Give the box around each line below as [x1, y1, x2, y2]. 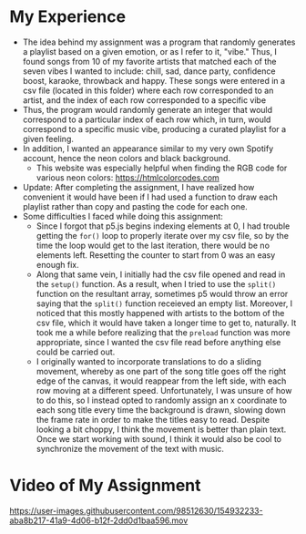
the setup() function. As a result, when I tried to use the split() [36, 278, 277, 289]
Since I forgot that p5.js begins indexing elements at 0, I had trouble [36, 221, 291, 231]
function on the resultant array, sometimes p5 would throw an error [36, 288, 289, 299]
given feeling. [22, 133, 75, 144]
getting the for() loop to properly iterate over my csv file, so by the [36, 230, 290, 241]
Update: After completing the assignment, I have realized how [22, 181, 255, 192]
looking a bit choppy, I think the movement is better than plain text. [36, 424, 287, 435]
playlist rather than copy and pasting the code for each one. [22, 200, 248, 211]
